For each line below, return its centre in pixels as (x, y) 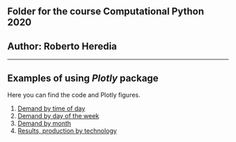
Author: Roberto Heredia (62, 46)
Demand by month (44, 123)
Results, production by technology (67, 131)
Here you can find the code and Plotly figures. (74, 95)
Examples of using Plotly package (83, 78)
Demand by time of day (51, 108)
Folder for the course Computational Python (106, 12)
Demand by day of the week (58, 116)
